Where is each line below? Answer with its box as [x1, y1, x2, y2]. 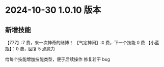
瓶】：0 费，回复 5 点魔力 [5, 46, 55, 52]
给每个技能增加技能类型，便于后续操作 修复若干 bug [5, 56, 110, 62]
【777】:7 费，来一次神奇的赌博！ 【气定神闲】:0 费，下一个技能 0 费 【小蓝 [5, 40, 160, 45]
